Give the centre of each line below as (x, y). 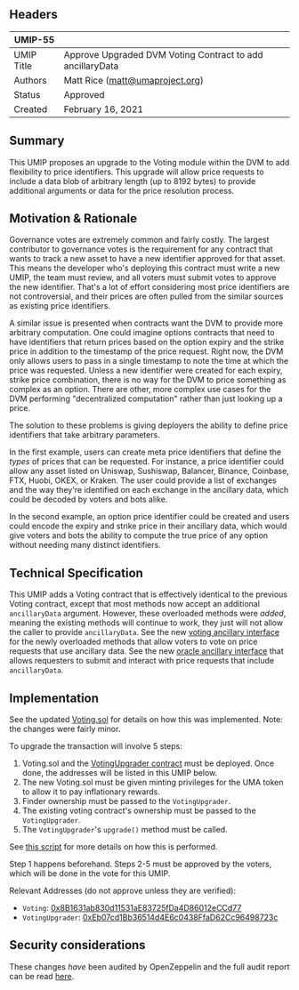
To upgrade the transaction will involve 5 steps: (96, 746)
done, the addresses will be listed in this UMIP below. (120, 773)
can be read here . (42, 976)
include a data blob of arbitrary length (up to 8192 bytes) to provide (133, 181)
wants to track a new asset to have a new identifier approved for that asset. (147, 259)
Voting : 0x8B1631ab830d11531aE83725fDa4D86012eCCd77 (132, 908)
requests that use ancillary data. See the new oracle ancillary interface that (146, 651)
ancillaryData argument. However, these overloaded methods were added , (148, 614)
